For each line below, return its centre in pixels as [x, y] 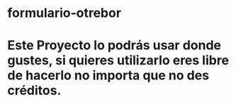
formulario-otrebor [64, 13]
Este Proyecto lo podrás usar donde [114, 46]
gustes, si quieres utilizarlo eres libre [118, 61]
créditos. [34, 91]
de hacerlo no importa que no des [108, 75]
